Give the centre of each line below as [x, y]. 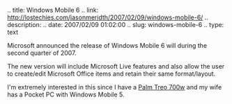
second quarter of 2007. [42, 53]
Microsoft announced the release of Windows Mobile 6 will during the [107, 45]
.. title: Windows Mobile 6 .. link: [53, 10]
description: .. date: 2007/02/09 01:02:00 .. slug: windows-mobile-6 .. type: [116, 25]
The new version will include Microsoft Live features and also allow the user [116, 66]
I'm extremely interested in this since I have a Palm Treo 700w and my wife [115, 87]
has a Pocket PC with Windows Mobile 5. [66, 94]
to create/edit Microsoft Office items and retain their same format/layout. [111, 73]
